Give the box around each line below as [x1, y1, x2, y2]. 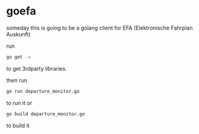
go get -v [6, 54, 31, 60]
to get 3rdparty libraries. [6, 65, 67, 72]
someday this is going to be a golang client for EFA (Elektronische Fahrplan [6, 24, 193, 31]
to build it [6, 122, 30, 129]
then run [6, 77, 28, 84]
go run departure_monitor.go [6, 88, 80, 94]
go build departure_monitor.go [6, 110, 85, 117]
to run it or [6, 99, 33, 106]
